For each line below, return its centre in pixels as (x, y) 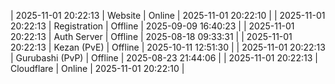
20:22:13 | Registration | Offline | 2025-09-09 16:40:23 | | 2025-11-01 (152, 26)
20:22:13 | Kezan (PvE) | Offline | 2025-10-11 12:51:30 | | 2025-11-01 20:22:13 (168, 47)
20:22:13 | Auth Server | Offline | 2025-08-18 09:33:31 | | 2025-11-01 (151, 36)
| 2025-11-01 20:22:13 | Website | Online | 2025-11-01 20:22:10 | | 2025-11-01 (168, 15)
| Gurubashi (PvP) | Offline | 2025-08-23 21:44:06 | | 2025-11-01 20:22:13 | (164, 58)
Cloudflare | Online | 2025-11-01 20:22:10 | (97, 68)
